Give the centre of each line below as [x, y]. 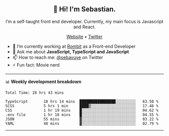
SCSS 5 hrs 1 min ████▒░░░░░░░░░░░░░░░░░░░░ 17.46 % [82, 106]
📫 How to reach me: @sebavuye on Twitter [58, 57]
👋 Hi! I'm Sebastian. [84, 9]
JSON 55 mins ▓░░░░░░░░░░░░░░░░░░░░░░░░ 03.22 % [82, 119]
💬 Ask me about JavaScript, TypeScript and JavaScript [71, 51]
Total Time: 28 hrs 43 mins [35, 93]
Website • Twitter [84, 36]
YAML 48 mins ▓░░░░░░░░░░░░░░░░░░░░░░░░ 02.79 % [82, 123]
